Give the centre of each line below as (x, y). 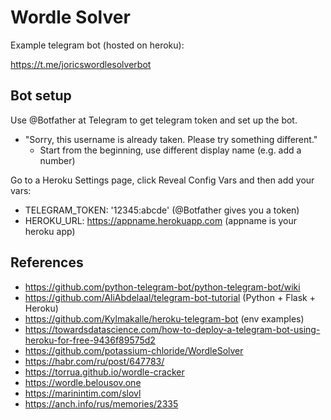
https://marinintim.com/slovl (83, 393)
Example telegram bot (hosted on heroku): (97, 45)
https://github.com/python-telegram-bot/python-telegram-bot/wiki (162, 287)
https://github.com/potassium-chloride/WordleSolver (134, 350)
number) (57, 160)
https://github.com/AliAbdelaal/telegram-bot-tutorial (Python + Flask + (170, 297)
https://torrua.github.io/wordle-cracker (104, 372)
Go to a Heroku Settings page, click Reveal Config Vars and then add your (162, 180)
